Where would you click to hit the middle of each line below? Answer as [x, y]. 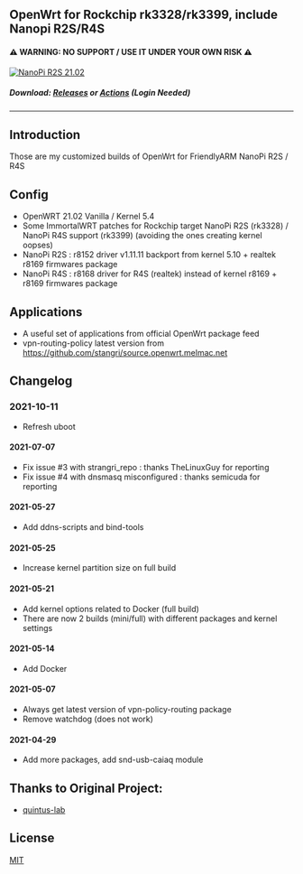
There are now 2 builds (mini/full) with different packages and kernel [150, 618]
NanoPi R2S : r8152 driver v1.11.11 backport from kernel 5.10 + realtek [149, 255]
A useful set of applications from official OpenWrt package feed [141, 334]
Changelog [41, 381]
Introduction [45, 135]
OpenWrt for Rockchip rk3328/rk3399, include [143, 15]
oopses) [38, 245]
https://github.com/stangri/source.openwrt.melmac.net [125, 353]
